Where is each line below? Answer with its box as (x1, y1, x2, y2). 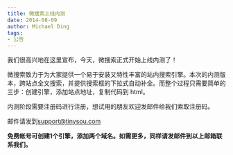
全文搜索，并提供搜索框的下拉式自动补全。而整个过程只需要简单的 (37, 79, 226, 87)
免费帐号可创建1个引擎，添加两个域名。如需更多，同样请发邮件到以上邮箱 (7, 132, 217, 140)
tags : (7, 29, 23, 37)
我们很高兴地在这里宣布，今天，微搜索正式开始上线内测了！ (7, 56, 178, 64)
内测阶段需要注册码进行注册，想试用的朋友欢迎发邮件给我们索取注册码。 (7, 102, 214, 111)
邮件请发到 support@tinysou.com (7, 117, 101, 125)
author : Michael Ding (7, 23, 70, 30)
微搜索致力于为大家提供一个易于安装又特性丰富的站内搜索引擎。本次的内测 (7, 71, 220, 79)
